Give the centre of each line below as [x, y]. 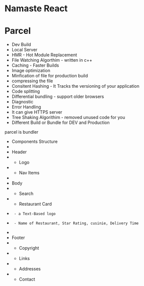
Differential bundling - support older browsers [58, 96]
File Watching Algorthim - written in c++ [52, 60]
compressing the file [32, 81]
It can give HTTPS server [37, 112]
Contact [27, 279]
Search [26, 193]
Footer [18, 238]
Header [19, 152]
